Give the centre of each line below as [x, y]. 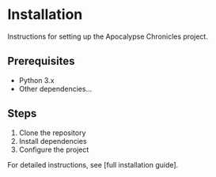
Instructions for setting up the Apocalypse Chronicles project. [108, 36]
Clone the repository [52, 133]
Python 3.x [36, 80]
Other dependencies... [55, 88]
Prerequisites [41, 61]
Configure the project [54, 149]
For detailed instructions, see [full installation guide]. [93, 164]
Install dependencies [53, 141]
